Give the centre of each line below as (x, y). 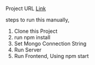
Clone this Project (36, 31)
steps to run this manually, (37, 20)
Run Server (28, 50)
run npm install (32, 37)
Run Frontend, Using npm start (51, 56)
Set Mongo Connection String (50, 44)
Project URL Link (26, 8)
